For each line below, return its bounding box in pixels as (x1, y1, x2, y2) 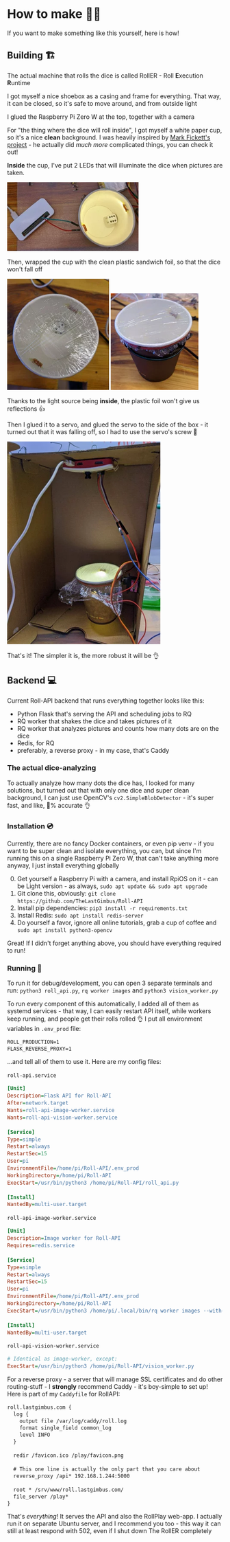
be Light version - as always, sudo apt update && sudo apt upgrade (16, 882, 207, 890)
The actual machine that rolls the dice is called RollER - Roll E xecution (7, 71, 204, 80)
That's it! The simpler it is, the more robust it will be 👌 (7, 651, 159, 659)
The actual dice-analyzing (7, 763, 97, 773)
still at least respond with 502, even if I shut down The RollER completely (7, 1527, 212, 1535)
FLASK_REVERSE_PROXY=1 (7, 1045, 72, 1053)
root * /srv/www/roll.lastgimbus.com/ (13, 1486, 125, 1493)
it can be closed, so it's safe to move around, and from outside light (7, 99, 197, 107)
